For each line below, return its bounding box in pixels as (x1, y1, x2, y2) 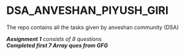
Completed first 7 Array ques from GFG (6, 42, 108, 49)
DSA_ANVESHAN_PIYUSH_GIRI (6, 4, 168, 18)
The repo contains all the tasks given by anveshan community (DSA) (6, 24, 179, 31)
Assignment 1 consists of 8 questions (6, 35, 102, 42)
